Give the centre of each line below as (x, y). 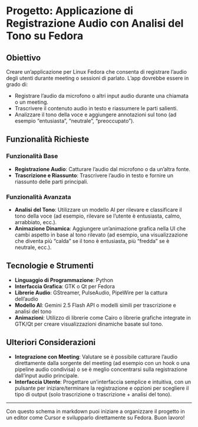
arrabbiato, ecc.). (36, 222)
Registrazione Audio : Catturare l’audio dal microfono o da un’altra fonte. (102, 169)
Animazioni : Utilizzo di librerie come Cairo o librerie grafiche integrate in (103, 317)
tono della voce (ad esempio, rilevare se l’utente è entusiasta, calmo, (98, 216)
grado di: (17, 84)
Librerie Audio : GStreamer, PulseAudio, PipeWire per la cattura (91, 293)
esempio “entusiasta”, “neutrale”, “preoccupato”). (74, 121)
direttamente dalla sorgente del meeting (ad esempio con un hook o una (102, 363)
